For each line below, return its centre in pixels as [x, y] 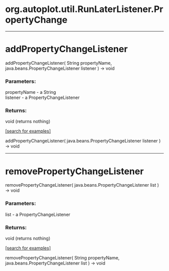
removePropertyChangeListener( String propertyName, [62, 258]
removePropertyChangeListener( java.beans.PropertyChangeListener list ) [82, 185]
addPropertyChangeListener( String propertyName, [59, 63]
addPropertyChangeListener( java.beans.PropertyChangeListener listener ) [83, 141]
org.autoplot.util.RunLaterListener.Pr [84, 9]
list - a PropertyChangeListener [38, 214]
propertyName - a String [31, 92]
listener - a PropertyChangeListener [43, 98]
